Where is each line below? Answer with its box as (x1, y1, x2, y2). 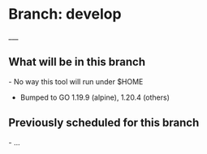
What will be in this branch (8, 55, 146, 69)
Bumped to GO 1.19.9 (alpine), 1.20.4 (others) (19, 92, 170, 102)
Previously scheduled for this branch (8, 116, 200, 130)
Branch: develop (8, 5, 122, 24)
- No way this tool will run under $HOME (8, 76, 144, 86)
